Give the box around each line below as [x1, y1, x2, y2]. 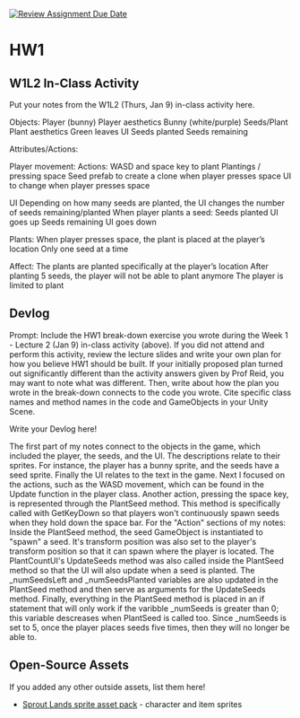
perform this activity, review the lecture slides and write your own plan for [9, 348, 282, 359]
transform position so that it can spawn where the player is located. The [9, 546, 275, 556]
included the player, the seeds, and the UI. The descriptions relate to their [9, 450, 280, 461]
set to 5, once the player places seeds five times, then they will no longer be [9, 622, 290, 633]
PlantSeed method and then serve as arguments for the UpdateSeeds [9, 583, 266, 594]
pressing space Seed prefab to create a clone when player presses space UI [9, 171, 292, 181]
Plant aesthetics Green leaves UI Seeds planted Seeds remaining [9, 127, 249, 136]
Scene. [9, 406, 36, 416]
